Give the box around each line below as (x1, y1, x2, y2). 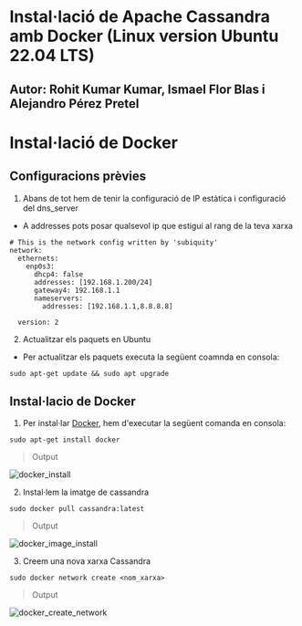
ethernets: (17, 254, 59, 263)
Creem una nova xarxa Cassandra (22, 556, 151, 567)
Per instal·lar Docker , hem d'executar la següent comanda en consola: (22, 418, 286, 429)
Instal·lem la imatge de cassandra (22, 486, 150, 498)
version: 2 (17, 318, 59, 327)
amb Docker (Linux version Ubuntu (9, 26, 279, 47)
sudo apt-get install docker (9, 435, 120, 444)
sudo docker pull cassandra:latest (9, 505, 145, 514)
